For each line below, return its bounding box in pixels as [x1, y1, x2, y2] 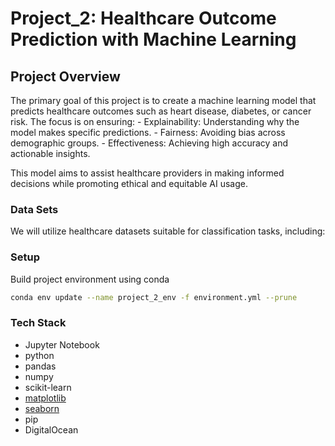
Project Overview [10, 68, 121, 85]
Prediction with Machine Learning [10, 28, 297, 51]
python [24, 349, 55, 361]
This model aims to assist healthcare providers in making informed [10, 167, 285, 179]
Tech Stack [10, 316, 67, 330]
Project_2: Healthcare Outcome [10, 7, 277, 30]
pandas [24, 360, 57, 372]
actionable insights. [10, 148, 91, 159]
